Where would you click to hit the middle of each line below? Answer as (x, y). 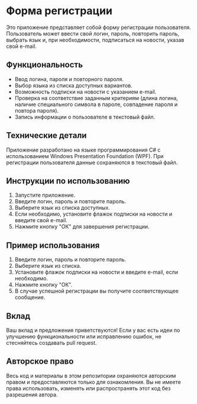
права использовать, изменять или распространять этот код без (88, 388)
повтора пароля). (37, 110)
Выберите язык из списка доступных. (62, 208)
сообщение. (30, 297)
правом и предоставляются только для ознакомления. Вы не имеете (94, 382)
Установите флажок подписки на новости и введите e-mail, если (96, 272)
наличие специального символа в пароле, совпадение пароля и (96, 104)
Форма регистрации (59, 11)
